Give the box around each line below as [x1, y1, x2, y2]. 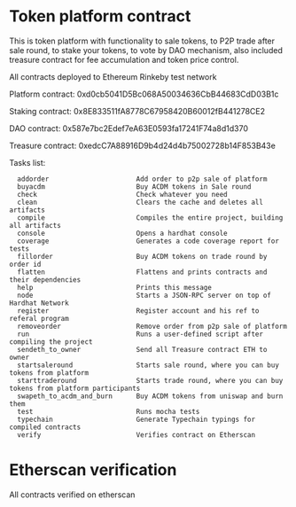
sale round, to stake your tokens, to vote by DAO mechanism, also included [9, 44, 284, 55]
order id [9, 260, 42, 269]
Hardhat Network [9, 299, 69, 308]
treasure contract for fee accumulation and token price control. [9, 54, 239, 65]
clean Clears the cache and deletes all [17, 198, 264, 207]
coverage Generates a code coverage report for [17, 237, 279, 246]
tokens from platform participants [9, 384, 141, 393]
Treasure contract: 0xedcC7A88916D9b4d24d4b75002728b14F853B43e [9, 140, 277, 151]
